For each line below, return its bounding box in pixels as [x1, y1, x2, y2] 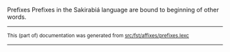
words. [7, 13, 27, 21]
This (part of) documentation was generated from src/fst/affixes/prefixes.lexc [7, 32, 190, 39]
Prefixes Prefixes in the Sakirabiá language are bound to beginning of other [7, 6, 219, 14]
